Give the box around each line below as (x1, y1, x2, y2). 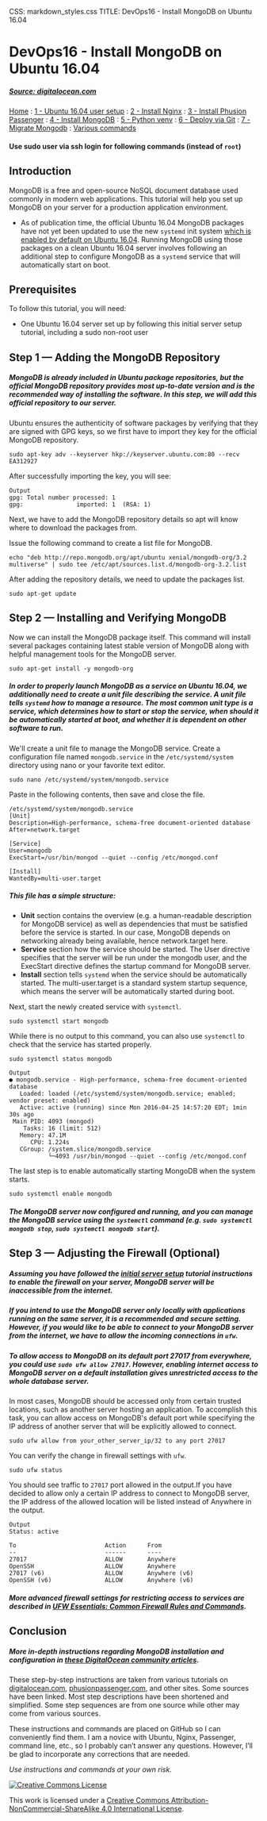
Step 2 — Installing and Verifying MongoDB (9, 611, 227, 625)
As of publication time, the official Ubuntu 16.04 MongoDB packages (20, 217, 245, 227)
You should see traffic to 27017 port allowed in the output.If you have (9, 1480, 232, 1490)
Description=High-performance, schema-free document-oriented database (9, 819, 250, 827)
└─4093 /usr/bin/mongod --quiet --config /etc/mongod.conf (48, 1152, 247, 1161)
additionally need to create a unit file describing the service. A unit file (9, 690, 246, 699)
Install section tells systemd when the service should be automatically (20, 970, 248, 979)
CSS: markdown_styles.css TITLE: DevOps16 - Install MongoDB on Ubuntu (9, 7, 253, 16)
